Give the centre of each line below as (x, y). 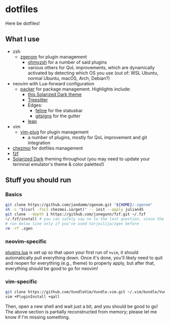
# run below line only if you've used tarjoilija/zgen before (72, 223)
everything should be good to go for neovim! (52, 268)
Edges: (35, 105)
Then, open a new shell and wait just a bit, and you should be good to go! (82, 306)
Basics (14, 195)
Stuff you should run (38, 180)
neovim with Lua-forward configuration (53, 83)
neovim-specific (26, 241)
